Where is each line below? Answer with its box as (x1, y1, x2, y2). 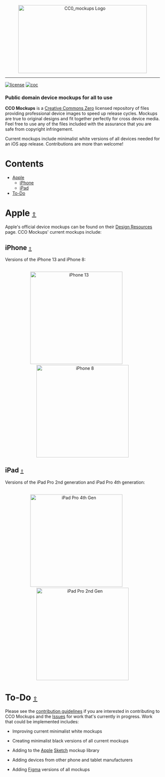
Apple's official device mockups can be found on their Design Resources (5, 224, 152, 230)
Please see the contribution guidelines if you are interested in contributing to (5, 708, 160, 714)
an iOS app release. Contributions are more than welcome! (5, 141, 124, 147)
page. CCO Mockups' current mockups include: (5, 229, 102, 235)
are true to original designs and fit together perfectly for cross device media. (5, 116, 160, 122)
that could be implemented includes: (5, 718, 79, 724)
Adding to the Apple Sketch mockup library (12, 747, 100, 753)
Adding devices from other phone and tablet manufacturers (12, 757, 133, 763)
